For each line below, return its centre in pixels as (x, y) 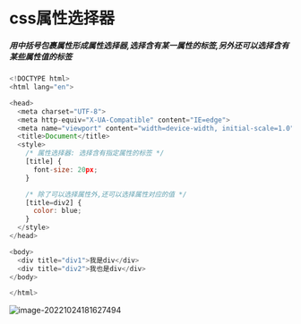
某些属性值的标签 (41, 56)
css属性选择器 (62, 18)
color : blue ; (57, 211)
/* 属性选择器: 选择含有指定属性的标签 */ (95, 153)
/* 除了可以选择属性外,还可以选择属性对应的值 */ (106, 194)
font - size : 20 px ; (65, 170)
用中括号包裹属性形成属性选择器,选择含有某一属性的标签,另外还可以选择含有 (149, 45)
